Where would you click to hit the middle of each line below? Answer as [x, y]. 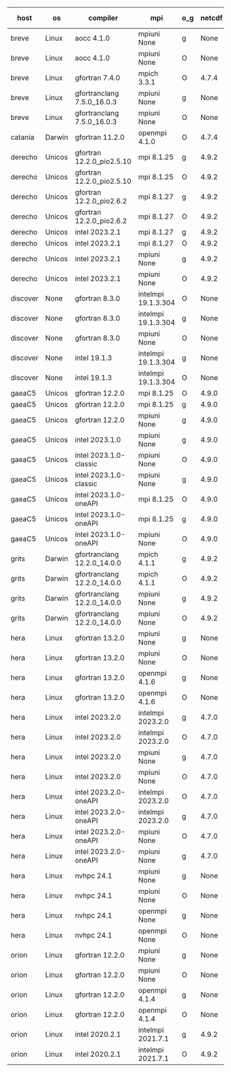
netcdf [212, 18]
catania [22, 137]
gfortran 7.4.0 [97, 78]
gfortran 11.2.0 [100, 137]
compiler [103, 18]
